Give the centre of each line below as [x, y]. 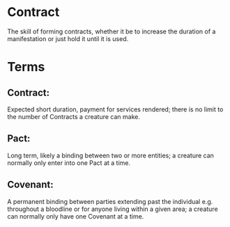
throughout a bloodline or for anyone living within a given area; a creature [113, 209]
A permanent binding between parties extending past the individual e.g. [110, 201]
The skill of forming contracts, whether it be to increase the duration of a [112, 31]
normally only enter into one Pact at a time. [69, 163]
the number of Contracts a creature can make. [74, 116]
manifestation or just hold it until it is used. [68, 38]
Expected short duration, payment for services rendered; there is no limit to [115, 109]
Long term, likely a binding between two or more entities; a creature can [111, 155]
